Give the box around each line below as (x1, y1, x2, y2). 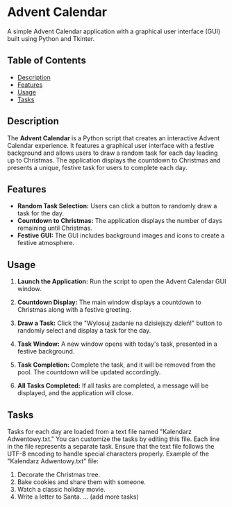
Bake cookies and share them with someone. (17, 478, 146, 486)
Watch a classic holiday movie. (17, 485, 106, 493)
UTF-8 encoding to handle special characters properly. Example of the (7, 449, 210, 458)
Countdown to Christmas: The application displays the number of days (17, 217, 222, 225)
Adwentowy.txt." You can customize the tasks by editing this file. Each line (7, 435, 220, 443)
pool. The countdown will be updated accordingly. (17, 368, 161, 376)
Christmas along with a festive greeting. (17, 306, 132, 314)
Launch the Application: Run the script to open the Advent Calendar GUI (17, 277, 226, 285)
